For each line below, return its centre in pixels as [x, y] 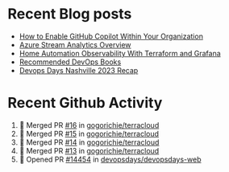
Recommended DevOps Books [70, 62]
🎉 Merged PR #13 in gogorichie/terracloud [89, 150]
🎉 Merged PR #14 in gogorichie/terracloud [89, 142]
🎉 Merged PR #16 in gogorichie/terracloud [89, 125]
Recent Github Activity [85, 103]
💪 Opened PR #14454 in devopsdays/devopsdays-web [110, 159]
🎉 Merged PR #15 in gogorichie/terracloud [89, 133]
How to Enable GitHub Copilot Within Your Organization [111, 36]
